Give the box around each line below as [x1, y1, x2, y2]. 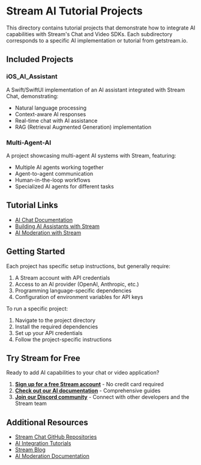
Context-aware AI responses [14, 110, 86, 118]
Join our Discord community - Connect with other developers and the [14, 393, 190, 401]
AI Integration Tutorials [14, 440, 71, 447]
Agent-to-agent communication [14, 170, 94, 177]
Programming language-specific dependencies [14, 287, 132, 294]
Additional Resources [6, 417, 88, 428]
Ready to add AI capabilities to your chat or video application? [6, 369, 160, 377]
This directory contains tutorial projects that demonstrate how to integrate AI [6, 24, 196, 31]
